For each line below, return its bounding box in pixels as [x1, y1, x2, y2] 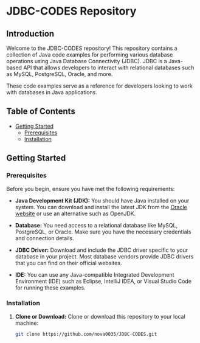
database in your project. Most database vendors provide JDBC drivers [15, 252, 194, 260]
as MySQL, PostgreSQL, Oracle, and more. [6, 71, 113, 77]
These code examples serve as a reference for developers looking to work [6, 82, 193, 89]
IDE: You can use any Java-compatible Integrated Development [15, 271, 174, 278]
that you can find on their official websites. [15, 259, 122, 266]
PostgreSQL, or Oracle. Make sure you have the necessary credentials [15, 228, 191, 235]
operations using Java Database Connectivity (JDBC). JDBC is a [6, 58, 167, 64]
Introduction [6, 29, 55, 39]
